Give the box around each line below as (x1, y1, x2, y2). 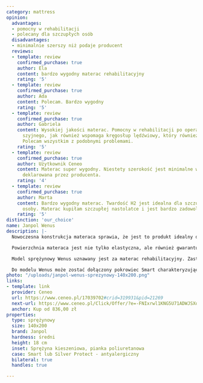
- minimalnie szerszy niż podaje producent (11, 43, 123, 49)
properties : (6, 312, 36, 318)
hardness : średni (11, 334, 56, 340)
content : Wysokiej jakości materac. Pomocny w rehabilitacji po (17, 127, 182, 133)
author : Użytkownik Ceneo (17, 161, 83, 167)
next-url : (11, 300, 36, 306)
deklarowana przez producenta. (22, 172, 101, 178)
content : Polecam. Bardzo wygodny (17, 99, 104, 105)
